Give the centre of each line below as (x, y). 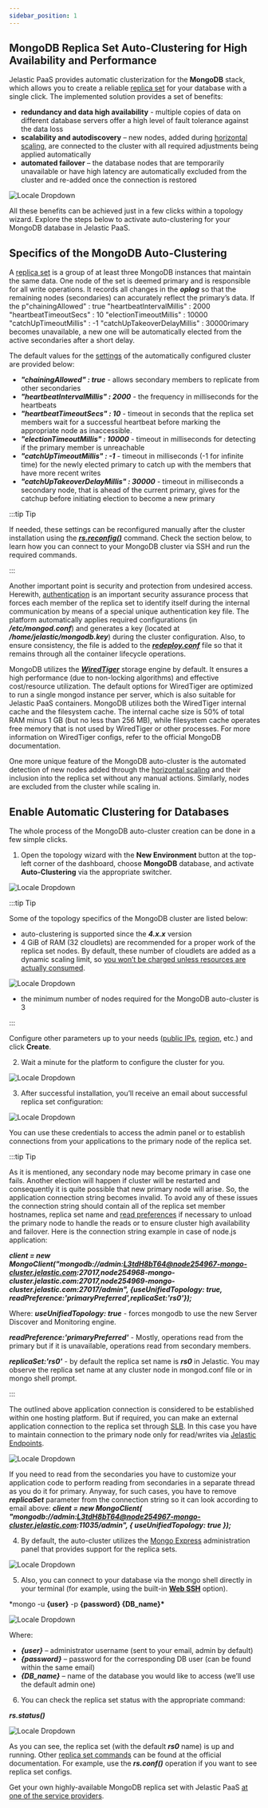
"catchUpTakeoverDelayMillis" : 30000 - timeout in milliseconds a (132, 482)
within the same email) (57, 1667)
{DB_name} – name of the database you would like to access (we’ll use (138, 1676)
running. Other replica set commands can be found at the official (115, 1755)
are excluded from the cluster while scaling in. (85, 787)
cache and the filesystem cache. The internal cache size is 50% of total (127, 712)
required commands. (43, 555)
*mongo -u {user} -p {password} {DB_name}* (87, 1604)
